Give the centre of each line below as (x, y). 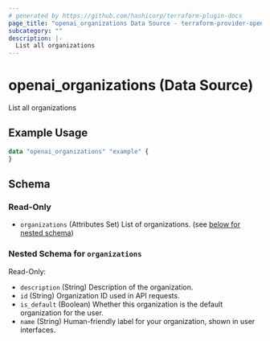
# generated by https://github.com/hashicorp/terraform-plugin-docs (125, 16)
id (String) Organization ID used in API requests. (100, 295)
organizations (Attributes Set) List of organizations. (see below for (130, 224)
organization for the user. (62, 312)
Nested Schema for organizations (75, 254)
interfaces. (38, 330)
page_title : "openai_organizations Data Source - (93, 23)
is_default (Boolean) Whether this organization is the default (121, 304)
